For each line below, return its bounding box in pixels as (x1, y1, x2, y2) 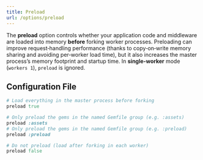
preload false (6, 148, 43, 155)
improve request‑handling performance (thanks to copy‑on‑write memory (6, 44, 191, 52)
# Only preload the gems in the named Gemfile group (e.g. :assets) (6, 114, 185, 121)
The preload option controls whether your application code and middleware (6, 31, 197, 38)
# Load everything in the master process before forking (6, 98, 155, 104)
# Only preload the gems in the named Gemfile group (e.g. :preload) (6, 126, 188, 132)
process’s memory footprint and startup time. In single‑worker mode (6, 57, 180, 65)
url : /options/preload (6, 15, 64, 21)
